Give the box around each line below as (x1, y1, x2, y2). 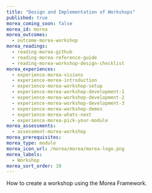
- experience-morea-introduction (12, 77, 97, 83)
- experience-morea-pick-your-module (12, 117, 108, 123)
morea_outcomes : (6, 32, 48, 38)
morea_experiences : (6, 66, 56, 72)
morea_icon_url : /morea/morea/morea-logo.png (6, 145, 124, 152)
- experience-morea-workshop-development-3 (12, 100, 124, 106)
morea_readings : (6, 44, 48, 50)
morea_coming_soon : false (6, 20, 72, 26)
